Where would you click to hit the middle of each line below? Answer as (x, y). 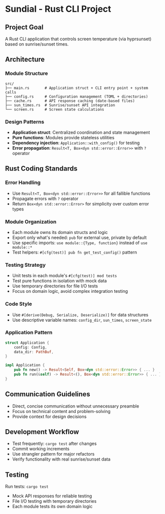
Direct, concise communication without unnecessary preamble (76, 406)
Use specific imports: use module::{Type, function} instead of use (80, 243)
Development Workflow (42, 432)
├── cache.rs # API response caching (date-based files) (70, 101)
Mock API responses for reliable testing (52, 496)
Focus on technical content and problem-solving (61, 411)
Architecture (25, 60)
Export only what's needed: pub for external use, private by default (79, 237)
